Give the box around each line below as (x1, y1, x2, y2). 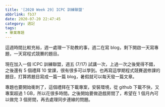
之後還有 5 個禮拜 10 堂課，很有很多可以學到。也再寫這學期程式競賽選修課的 (5, 67, 161, 73)
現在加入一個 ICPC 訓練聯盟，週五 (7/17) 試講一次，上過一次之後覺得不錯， (5, 61, 158, 67)
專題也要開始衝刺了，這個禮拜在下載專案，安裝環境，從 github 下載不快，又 (5, 84, 160, 90)
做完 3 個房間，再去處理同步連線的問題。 (9, 97, 93, 102)
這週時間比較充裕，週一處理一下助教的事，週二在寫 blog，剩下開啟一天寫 (5, 45, 155, 50)
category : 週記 (5, 21, 35, 26)
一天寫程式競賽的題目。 (13, 51, 62, 56)
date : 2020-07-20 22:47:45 (5, 16, 61, 21)
